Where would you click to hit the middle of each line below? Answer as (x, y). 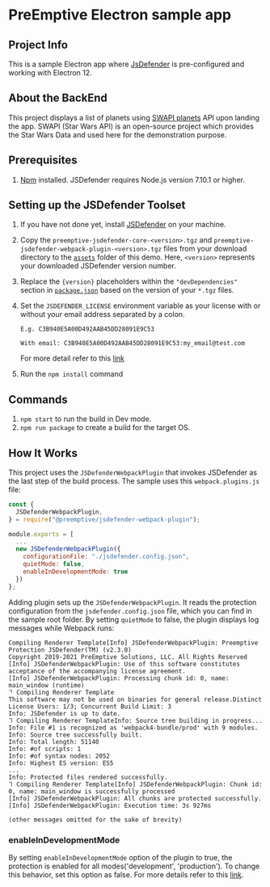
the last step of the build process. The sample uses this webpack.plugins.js (134, 481)
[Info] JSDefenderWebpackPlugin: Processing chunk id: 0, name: (119, 678)
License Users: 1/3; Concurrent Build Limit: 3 (90, 706)
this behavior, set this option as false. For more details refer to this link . (126, 874)
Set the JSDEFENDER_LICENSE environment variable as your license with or (140, 306)
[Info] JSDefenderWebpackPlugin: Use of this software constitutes (124, 664)
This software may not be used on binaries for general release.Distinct (135, 699)
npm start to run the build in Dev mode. (86, 419)
